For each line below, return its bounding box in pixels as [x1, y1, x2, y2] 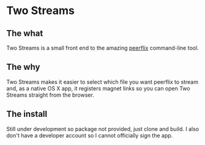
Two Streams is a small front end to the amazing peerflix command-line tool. [6, 44, 199, 51]
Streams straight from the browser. [6, 91, 95, 99]
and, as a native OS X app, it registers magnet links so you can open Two [6, 84, 191, 92]
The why [6, 62, 40, 72]
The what [6, 28, 43, 39]
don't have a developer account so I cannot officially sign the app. [6, 132, 173, 139]
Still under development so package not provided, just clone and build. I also [6, 125, 199, 132]
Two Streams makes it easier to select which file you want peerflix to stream [6, 78, 199, 86]
